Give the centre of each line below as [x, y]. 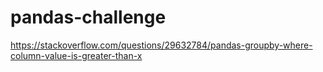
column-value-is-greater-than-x [76, 55]
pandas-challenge [88, 17]
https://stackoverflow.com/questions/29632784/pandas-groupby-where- [161, 45]
